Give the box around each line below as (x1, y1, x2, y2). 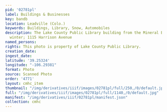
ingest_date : (5, 53, 32, 58)
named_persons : (5, 40, 37, 45)
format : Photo (5, 67, 35, 72)
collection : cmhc (5, 100, 41, 105)
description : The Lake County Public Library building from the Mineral (5, 30, 159, 35)
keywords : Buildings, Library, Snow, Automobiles (5, 26, 110, 31)
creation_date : (5, 49, 37, 54)
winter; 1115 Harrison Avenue (9, 35, 72, 40)
